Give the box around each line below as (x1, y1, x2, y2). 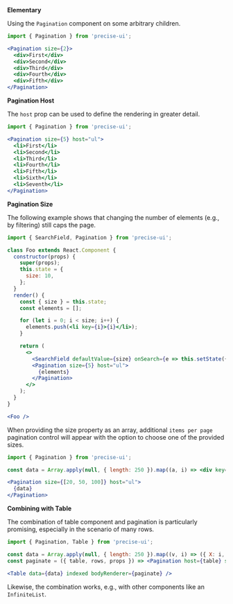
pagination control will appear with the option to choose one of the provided (7, 433, 225, 441)
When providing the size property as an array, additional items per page (7, 426, 213, 434)
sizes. (7, 440, 24, 449)
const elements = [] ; (19, 304, 82, 311)
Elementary (7, 6, 42, 14)
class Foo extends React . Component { (7, 246, 116, 254)
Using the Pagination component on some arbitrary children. (7, 19, 181, 27)
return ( (19, 343, 45, 350)
